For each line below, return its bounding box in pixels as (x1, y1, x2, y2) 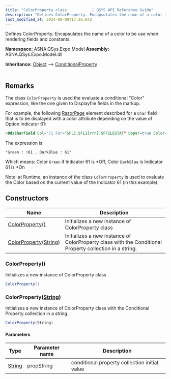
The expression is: (5, 140, 44, 146)
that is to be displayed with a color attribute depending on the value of (5, 115, 153, 122)
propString (27, 362, 53, 369)
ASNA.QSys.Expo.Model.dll (5, 51, 63, 57)
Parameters (5, 331, 31, 337)
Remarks (5, 81, 35, 90)
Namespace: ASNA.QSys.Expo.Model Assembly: (5, 46, 109, 52)
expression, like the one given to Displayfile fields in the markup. (5, 100, 141, 107)
